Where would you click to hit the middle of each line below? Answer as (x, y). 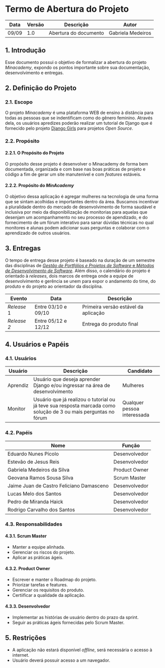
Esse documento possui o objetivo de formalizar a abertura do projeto (76, 62)
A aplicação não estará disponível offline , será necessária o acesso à (82, 650)
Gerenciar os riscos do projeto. (43, 552)
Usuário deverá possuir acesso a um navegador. (61, 660)
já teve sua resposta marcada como (74, 406)
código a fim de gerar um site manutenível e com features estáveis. (73, 174)
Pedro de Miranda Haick (35, 501)
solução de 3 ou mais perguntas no (74, 412)
